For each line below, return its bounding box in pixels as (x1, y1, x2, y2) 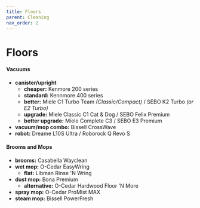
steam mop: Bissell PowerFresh (14, 195, 94, 202)
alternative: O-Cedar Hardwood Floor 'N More (23, 182, 139, 189)
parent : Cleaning (6, 14, 50, 20)
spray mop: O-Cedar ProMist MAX (14, 188, 100, 195)
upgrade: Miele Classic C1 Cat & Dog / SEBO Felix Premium (23, 111, 170, 118)
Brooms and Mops (6, 143, 53, 151)
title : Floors (6, 8, 42, 15)
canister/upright (14, 79, 57, 86)
